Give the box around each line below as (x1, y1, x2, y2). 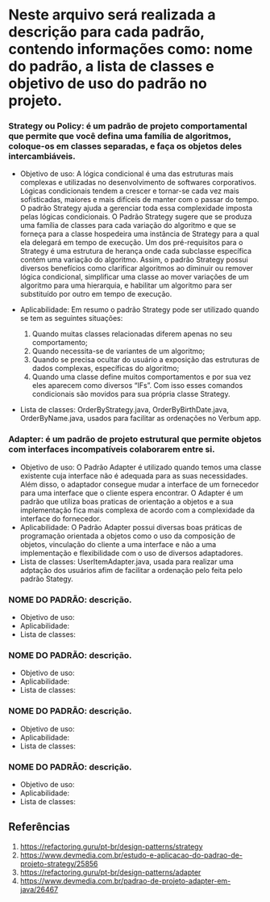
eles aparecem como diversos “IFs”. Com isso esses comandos (31, 381, 243, 390)
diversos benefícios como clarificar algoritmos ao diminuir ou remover (19, 263, 254, 273)
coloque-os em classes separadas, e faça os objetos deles (8, 141, 243, 152)
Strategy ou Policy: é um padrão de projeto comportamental (8, 120, 247, 132)
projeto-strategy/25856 (19, 858, 98, 868)
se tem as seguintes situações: (19, 314, 123, 323)
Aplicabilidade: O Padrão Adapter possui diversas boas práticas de (19, 522, 243, 532)
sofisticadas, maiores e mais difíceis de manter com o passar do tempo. (19, 195, 260, 204)
